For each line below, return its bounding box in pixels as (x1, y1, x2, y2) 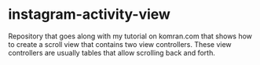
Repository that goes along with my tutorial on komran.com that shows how (8, 31, 253, 41)
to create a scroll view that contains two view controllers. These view (8, 39, 232, 49)
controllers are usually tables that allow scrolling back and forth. (8, 48, 216, 57)
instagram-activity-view (8, 5, 171, 23)
